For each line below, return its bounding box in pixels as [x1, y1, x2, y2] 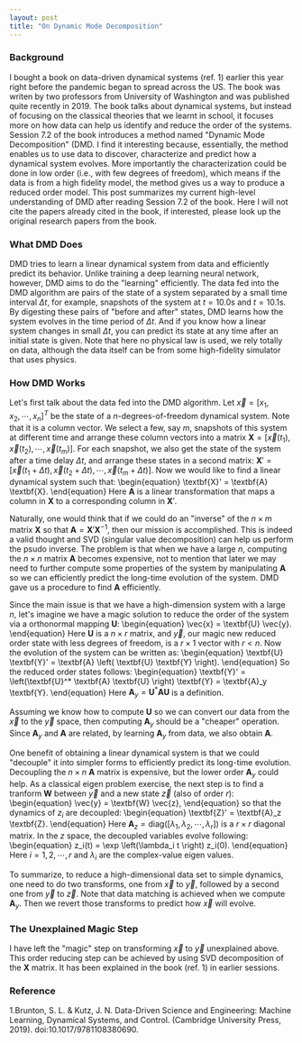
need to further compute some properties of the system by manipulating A [9, 563, 287, 573]
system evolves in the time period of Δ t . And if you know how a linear [9, 316, 267, 327]
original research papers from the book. [9, 215, 158, 226]
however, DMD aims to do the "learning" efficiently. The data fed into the [9, 278, 279, 288]
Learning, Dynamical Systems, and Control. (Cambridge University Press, [9, 1015, 282, 1026]
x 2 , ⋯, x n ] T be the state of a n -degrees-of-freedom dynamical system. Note [9, 409, 290, 424]
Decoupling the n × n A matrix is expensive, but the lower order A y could [9, 766, 279, 780]
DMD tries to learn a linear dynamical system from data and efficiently [9, 259, 270, 270]
